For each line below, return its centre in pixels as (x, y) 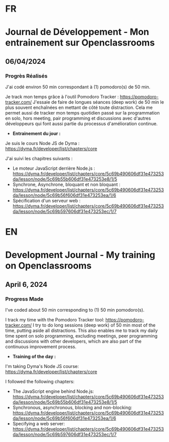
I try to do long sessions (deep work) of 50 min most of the (94, 325)
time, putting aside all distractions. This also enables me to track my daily (81, 330)
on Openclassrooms (49, 266)
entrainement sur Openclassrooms (80, 43)
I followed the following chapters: (40, 382)
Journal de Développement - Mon (77, 32)
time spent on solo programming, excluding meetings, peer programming (81, 336)
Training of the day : (34, 357)
